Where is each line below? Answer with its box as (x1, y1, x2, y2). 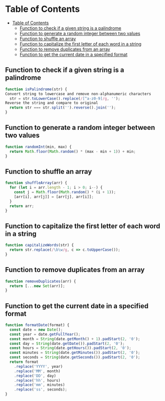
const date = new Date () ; (9, 327, 63, 332)
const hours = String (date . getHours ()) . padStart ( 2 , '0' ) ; (9, 345, 132, 350)
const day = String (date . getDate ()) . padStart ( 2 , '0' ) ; (9, 341, 125, 346)
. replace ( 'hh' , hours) (14, 378, 61, 383)
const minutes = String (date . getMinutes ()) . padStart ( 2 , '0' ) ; (9, 350, 140, 355)
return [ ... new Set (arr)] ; (9, 284, 65, 288)
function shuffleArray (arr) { (5, 180, 68, 185)
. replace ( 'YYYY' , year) (14, 364, 63, 369)
